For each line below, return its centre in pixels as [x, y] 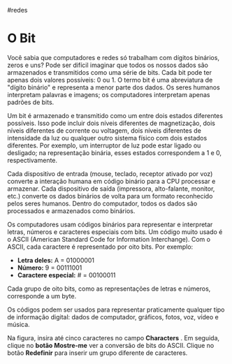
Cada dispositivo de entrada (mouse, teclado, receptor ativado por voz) [110, 173]
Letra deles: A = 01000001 [56, 260]
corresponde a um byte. [42, 296]
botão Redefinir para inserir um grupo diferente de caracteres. [97, 353]
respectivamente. [32, 160]
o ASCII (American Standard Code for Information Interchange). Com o [109, 239]
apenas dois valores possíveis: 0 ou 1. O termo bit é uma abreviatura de [110, 80]
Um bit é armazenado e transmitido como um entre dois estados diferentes [115, 115]
